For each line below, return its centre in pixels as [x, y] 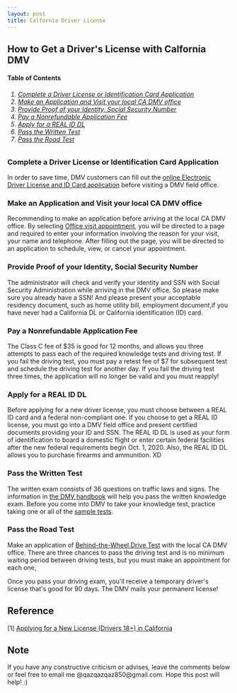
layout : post [27, 14]
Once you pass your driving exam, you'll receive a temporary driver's [108, 581]
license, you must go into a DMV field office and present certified [102, 425]
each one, [22, 567]
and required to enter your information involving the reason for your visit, [113, 233]
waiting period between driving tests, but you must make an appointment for [119, 560]
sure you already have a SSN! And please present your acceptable [104, 297]
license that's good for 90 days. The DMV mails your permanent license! [113, 588]
